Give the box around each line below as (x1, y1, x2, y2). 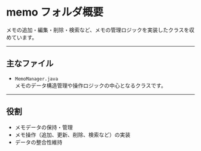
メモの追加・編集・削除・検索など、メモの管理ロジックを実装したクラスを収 (6, 26, 195, 33)
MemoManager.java (14, 76, 59, 82)
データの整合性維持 (14, 138, 63, 146)
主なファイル (6, 58, 54, 69)
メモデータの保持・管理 (14, 124, 73, 131)
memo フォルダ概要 (6, 5, 103, 19)
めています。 (6, 33, 38, 41)
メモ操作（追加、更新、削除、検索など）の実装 (14, 131, 130, 138)
